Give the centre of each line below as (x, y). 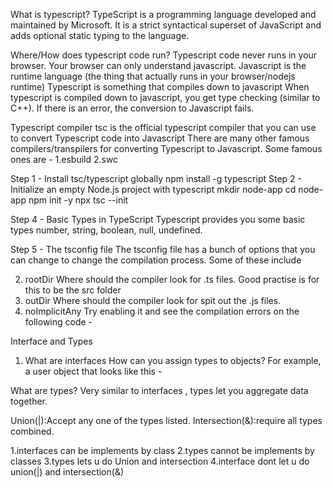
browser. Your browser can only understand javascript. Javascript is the (158, 65)
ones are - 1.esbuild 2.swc (64, 159)
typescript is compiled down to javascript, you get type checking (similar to (165, 97)
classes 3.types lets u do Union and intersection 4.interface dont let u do (160, 461)
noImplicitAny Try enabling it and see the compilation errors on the (162, 311)
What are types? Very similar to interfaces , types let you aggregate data (159, 390)
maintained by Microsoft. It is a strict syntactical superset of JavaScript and (166, 25)
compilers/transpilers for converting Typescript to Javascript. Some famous (166, 148)
